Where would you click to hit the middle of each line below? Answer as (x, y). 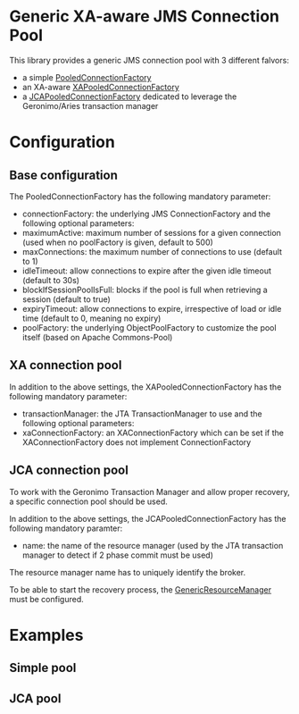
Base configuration (63, 175)
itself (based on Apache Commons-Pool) (97, 337)
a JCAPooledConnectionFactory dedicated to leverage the (129, 97)
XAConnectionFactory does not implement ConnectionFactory (137, 442)
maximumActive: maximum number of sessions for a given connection (151, 232)
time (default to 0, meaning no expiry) (91, 318)
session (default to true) (66, 299)
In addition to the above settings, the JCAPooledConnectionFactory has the (148, 518)
